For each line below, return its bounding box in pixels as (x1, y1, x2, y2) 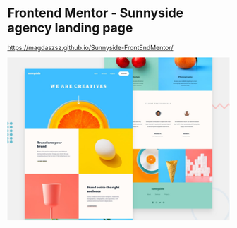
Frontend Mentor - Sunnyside (7, 5, 184, 21)
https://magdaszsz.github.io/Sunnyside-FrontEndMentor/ (7, 43, 174, 52)
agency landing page (7, 20, 133, 36)
